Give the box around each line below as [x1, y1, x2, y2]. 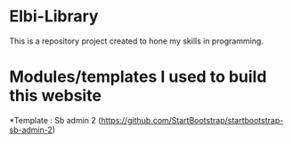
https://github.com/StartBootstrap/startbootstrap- [101, 115, 284, 125]
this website [9, 86, 102, 106]
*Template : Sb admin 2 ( [9, 115, 102, 125]
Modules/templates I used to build [9, 67, 267, 87]
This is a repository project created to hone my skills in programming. [9, 36, 265, 46]
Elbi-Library [9, 6, 99, 27]
